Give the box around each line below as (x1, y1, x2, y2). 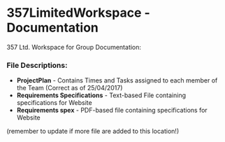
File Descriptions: (6, 60, 68, 70)
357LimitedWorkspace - (6, 5, 151, 21)
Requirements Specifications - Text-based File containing (16, 91, 187, 99)
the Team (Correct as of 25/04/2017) (16, 84, 123, 92)
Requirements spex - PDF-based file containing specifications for (16, 106, 208, 115)
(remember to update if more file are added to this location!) (6, 127, 180, 136)
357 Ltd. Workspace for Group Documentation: (6, 43, 141, 51)
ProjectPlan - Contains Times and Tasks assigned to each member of (16, 76, 218, 85)
